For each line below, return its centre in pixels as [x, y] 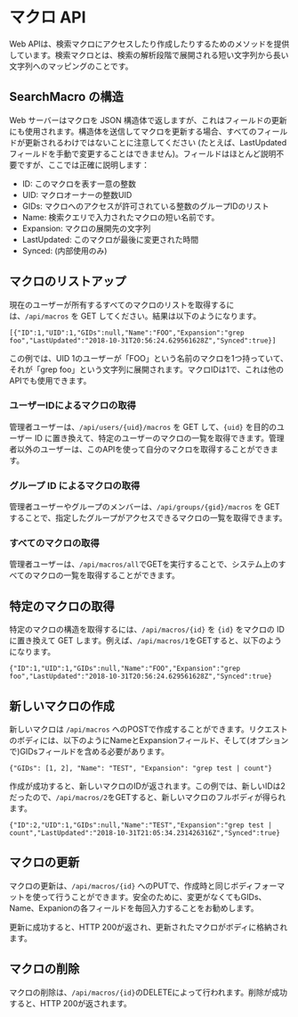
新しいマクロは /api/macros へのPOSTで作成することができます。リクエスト [149, 729]
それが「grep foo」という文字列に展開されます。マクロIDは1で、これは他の [147, 369]
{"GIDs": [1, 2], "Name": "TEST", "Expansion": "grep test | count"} [141, 769]
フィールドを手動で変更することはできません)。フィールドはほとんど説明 [143, 153]
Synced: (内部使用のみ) [64, 251]
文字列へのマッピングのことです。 [71, 66]
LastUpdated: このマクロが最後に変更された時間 [110, 239]
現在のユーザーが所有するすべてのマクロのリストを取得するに [122, 304]
